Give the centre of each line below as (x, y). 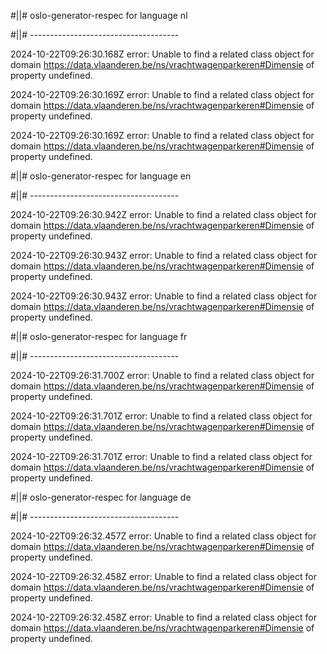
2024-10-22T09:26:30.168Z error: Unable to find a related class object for (162, 54)
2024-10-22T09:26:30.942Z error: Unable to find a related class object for (164, 214)
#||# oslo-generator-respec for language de (101, 497)
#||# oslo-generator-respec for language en (101, 176)
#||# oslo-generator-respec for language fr (99, 336)
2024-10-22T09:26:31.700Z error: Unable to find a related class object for (162, 375)
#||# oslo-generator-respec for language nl (99, 15)
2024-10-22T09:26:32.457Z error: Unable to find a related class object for (163, 536)
